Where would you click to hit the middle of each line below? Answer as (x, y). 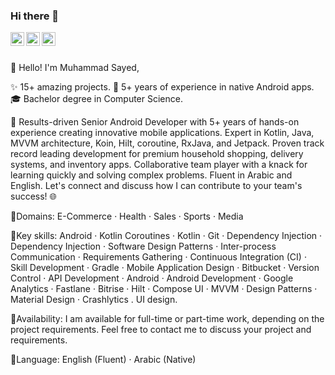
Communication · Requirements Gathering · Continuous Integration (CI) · (158, 257)
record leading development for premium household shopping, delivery (157, 154)
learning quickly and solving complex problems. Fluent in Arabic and (151, 175)
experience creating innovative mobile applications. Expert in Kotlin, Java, (162, 133)
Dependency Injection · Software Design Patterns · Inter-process (143, 246)
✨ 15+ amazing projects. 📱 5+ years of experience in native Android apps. (162, 87)
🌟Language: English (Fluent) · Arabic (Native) (103, 360)
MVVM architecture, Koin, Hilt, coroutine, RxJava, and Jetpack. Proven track (167, 143)
